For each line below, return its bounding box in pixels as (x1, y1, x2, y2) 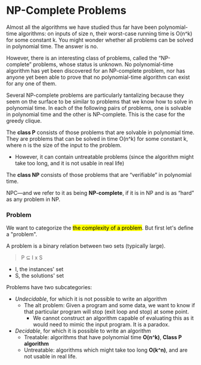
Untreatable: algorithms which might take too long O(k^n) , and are (23, 346, 188, 354)
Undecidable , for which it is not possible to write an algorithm (14, 295, 167, 302)
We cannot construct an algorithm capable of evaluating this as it (32, 314, 194, 322)
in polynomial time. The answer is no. (6, 43, 98, 50)
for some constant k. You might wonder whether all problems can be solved (6, 36, 194, 43)
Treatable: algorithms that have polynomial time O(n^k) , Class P (23, 334, 182, 341)
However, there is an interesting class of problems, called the (6, 54, 158, 61)
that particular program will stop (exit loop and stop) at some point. (23, 308, 189, 316)
